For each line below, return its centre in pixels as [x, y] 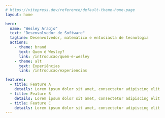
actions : [19, 43]
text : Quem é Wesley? [42, 52]
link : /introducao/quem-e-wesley [54, 56]
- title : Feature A [30, 84]
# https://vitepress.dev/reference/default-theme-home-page [70, 10]
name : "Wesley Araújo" [34, 28]
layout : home [19, 15]
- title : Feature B [30, 94]
